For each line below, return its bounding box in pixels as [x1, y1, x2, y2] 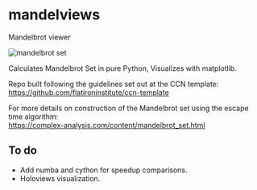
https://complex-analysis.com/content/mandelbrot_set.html [8, 120, 205, 130]
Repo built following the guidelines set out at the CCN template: [8, 79, 219, 89]
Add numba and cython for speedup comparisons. [19, 165, 188, 175]
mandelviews [8, 6, 101, 24]
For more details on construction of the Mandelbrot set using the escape [8, 103, 249, 113]
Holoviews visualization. [19, 173, 101, 183]
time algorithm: [8, 111, 59, 122]
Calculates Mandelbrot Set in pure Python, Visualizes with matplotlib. [8, 63, 238, 73]
